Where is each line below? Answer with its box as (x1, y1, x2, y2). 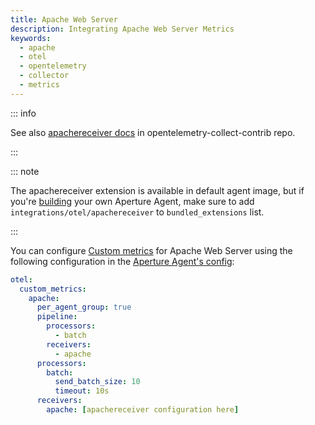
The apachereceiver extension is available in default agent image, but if (10, 184, 305, 196)
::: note (10, 165, 40, 177)
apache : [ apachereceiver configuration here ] (46, 405, 240, 415)
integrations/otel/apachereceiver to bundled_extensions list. (10, 206, 265, 218)
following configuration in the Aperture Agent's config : (10, 255, 235, 267)
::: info (10, 107, 37, 119)
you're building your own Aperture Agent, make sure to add (10, 195, 255, 207)
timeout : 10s (54, 386, 110, 396)
